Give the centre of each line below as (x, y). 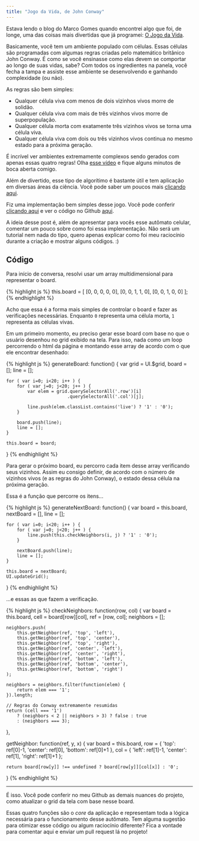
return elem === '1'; (43, 690)
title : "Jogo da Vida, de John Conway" (55, 12)
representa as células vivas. (40, 322)
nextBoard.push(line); (45, 551)
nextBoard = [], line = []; (36, 514)
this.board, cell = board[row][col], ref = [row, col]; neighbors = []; (86, 617)
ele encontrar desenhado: (38, 353)
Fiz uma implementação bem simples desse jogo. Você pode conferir (91, 204)
